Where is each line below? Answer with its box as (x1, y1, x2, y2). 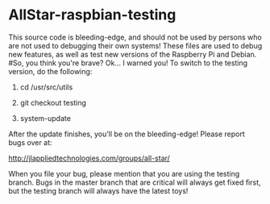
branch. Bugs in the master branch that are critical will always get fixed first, (8, 177, 261, 187)
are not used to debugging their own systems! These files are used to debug (8, 40, 263, 50)
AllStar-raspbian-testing (8, 6, 177, 24)
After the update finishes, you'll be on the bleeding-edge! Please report (8, 129, 246, 139)
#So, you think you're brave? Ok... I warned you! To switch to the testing (8, 58, 248, 68)
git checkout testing (19, 98, 87, 107)
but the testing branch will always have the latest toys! (8, 185, 189, 195)
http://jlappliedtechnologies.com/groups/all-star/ (8, 153, 171, 163)
